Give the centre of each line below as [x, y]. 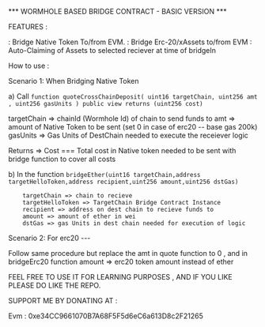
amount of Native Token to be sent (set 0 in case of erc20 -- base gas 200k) [133, 127]
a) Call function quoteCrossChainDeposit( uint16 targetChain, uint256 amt [133, 96]
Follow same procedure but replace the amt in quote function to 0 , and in [128, 253]
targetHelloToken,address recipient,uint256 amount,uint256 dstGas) [123, 182]
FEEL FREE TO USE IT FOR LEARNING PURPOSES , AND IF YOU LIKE [120, 277]
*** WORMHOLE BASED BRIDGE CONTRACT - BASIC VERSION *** [117, 11]
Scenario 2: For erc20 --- [49, 238]
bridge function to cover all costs [62, 159]
